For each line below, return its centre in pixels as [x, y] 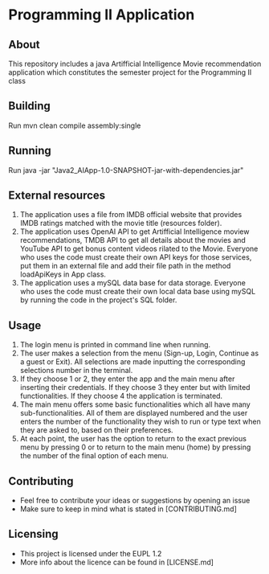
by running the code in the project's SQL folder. [98, 300]
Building [29, 106]
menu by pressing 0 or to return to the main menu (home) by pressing [135, 447]
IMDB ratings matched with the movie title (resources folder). [121, 223]
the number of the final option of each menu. [94, 456]
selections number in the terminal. [76, 371]
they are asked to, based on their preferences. [97, 430]
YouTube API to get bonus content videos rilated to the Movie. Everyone [139, 249]
